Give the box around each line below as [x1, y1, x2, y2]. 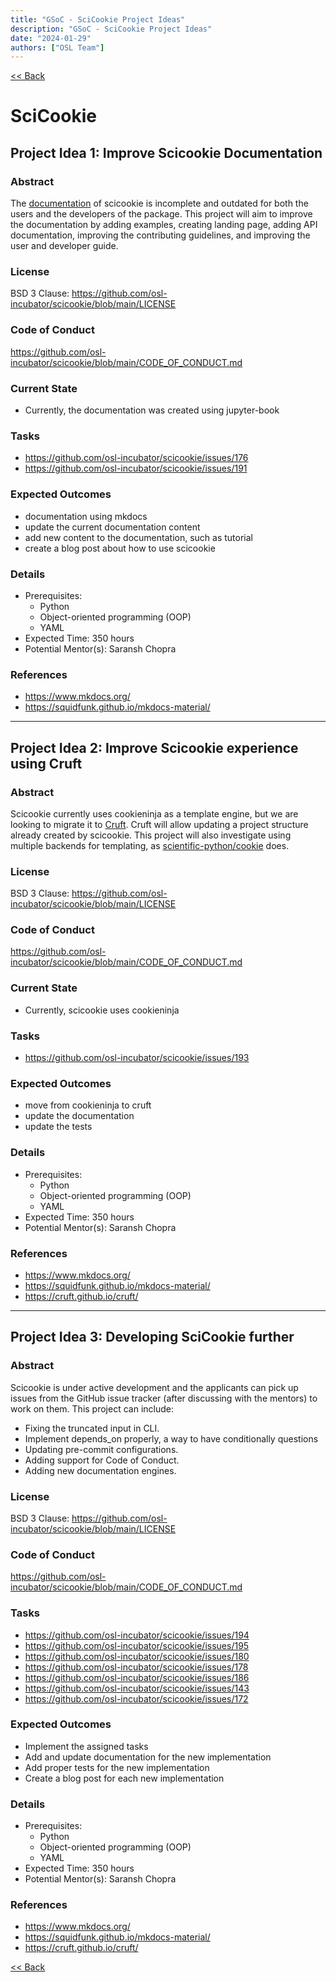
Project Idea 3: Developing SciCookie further [10, 1329, 295, 1346]
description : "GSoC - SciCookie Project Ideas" [10, 24, 213, 34]
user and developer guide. [10, 240, 119, 252]
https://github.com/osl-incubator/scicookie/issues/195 [24, 1639, 250, 1651]
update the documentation [24, 1110, 135, 1122]
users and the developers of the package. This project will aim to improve [10, 208, 313, 220]
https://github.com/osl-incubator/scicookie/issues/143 [24, 1682, 250, 1694]
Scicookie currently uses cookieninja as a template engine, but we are [10, 807, 299, 820]
